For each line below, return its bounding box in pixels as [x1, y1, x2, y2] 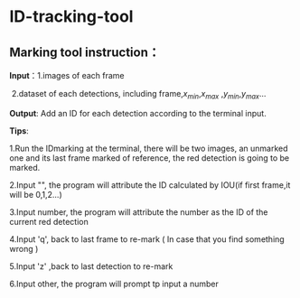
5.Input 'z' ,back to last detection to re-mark [9, 260, 173, 272]
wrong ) [9, 243, 39, 254]
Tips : [9, 125, 29, 136]
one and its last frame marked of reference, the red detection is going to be [9, 152, 290, 163]
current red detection [9, 216, 89, 227]
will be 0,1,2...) [9, 189, 63, 200]
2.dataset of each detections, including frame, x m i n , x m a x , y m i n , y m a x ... [11, 88, 267, 101]
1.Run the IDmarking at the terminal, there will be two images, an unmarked [9, 143, 288, 154]
